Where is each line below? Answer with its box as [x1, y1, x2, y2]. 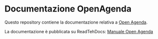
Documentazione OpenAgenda [4, 3, 132, 14]
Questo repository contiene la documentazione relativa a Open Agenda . [4, 19, 148, 25]
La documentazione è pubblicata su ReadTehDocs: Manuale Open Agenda [4, 28, 153, 34]
